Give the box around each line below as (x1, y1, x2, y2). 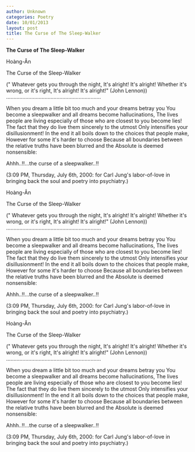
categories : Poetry (6, 14, 54, 20)
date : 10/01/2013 (6, 19, 49, 25)
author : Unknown (6, 8, 46, 15)
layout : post (6, 25, 38, 31)
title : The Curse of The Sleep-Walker (6, 31, 101, 36)
